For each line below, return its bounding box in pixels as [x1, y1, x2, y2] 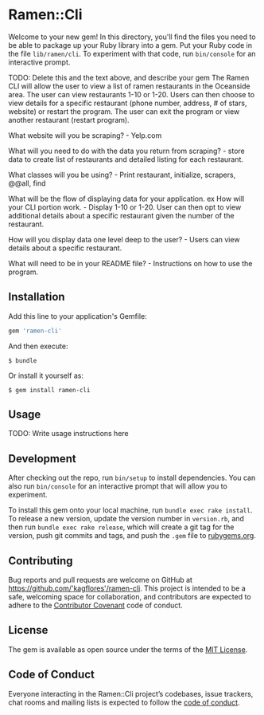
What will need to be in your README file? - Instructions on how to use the [8, 258, 253, 268]
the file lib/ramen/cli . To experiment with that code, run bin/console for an [8, 49, 256, 58]
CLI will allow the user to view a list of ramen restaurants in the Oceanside [8, 81, 250, 91]
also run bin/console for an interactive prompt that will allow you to [8, 481, 228, 491]
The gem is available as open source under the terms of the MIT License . [8, 644, 248, 654]
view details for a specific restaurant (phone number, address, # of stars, [8, 98, 247, 108]
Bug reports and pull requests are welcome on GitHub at [8, 576, 193, 585]
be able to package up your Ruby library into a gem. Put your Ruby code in [8, 40, 253, 49]
